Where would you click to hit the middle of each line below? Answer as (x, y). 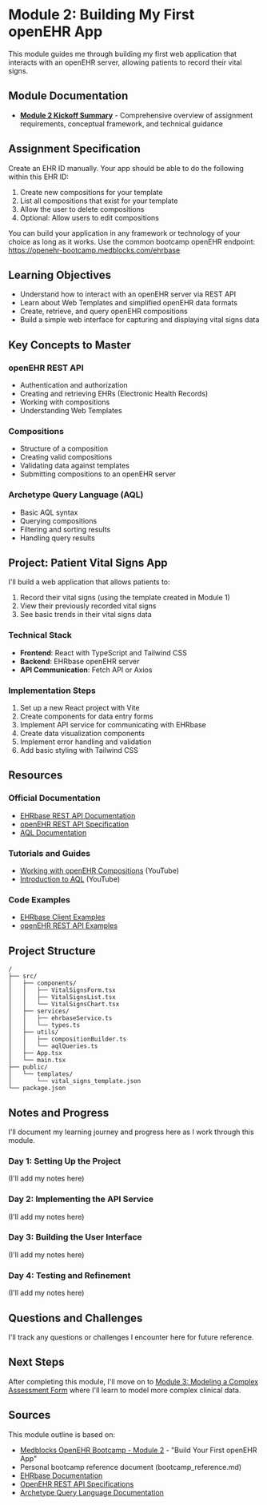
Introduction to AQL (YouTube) (70, 879)
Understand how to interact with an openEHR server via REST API (128, 294)
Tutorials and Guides (49, 853)
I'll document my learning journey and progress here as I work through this (131, 1132)
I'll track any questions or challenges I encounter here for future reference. (131, 1337)
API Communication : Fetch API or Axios (86, 670)
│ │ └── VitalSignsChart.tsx (64, 1005)
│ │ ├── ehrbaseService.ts (60, 1018)
